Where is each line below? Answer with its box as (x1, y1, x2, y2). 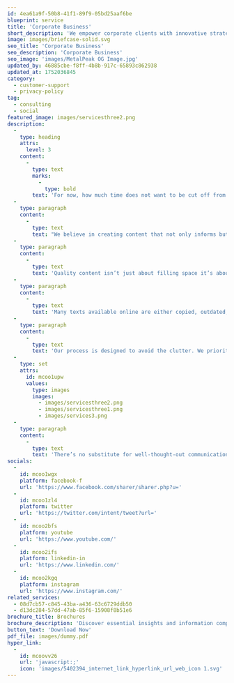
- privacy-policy (13, 88, 64, 95)
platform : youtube (19, 529, 73, 536)
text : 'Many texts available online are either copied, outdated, (32, 308, 229, 316)
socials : (7, 458, 33, 465)
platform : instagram (19, 580, 79, 588)
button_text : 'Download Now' (7, 626, 92, 633)
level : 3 (25, 147, 52, 153)
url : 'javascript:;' (19, 659, 79, 666)
